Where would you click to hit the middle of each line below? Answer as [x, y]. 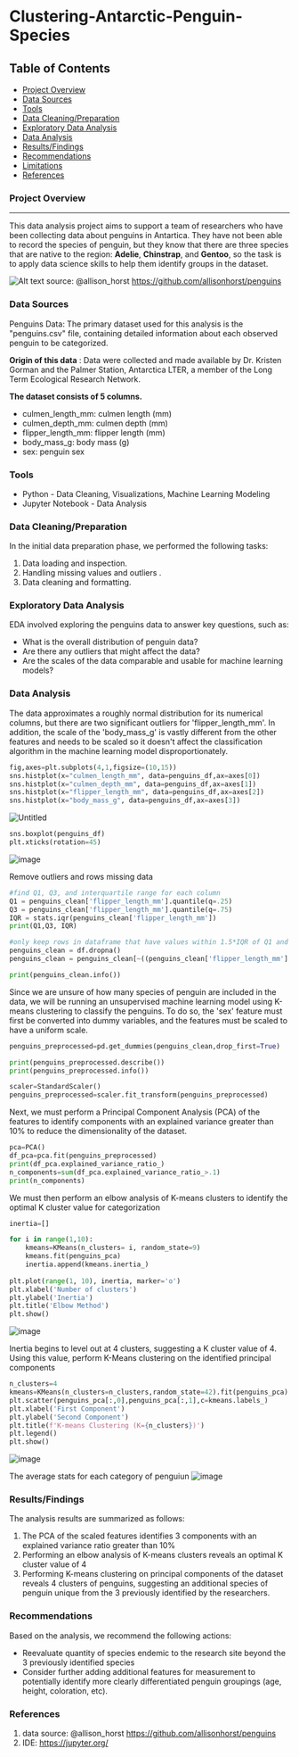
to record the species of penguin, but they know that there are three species [149, 245]
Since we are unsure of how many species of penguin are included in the [143, 991]
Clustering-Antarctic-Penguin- [126, 17]
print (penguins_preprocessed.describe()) [87, 1062]
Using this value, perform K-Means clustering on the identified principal [140, 1358]
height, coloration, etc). [65, 1691]
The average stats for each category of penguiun [99, 1476]
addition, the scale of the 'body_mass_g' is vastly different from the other [143, 732]
